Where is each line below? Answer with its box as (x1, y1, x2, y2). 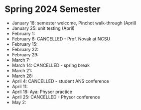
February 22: (11, 46, 39, 52)
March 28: (11, 73, 33, 79)
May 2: (11, 99, 26, 105)
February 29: (11, 51, 39, 58)
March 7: (11, 57, 30, 63)
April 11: (11, 83, 28, 89)
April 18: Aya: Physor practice (11, 89, 73, 95)
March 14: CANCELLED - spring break (11, 62, 90, 68)
